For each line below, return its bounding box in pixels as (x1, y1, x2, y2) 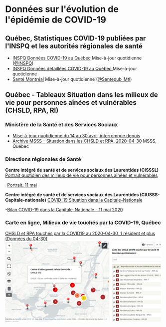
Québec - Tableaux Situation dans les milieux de (5, 91, 159, 99)
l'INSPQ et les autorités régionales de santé (5, 41, 143, 50)
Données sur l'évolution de (5, 3, 119, 15)
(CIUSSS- (139, 191, 160, 198)
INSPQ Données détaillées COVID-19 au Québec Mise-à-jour (12, 66, 137, 71)
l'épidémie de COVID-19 (5, 14, 106, 25)
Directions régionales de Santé (5, 156, 81, 163)
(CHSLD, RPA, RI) (5, 106, 59, 115)
